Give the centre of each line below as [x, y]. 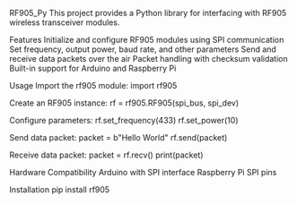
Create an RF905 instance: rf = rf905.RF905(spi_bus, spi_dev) [124, 103]
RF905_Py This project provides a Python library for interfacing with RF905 [148, 13]
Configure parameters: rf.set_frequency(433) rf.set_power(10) [124, 120]
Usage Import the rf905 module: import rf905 [93, 85]
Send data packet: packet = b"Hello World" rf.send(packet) [118, 137]
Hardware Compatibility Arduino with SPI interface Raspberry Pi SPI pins [143, 172]
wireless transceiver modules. [65, 22]
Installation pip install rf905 [60, 190]
